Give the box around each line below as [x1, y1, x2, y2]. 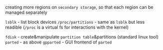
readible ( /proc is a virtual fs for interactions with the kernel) [5, 24, 129, 30]
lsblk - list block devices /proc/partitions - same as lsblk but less [5, 19, 145, 25]
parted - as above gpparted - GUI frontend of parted [5, 39, 112, 45]
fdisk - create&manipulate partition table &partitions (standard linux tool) [5, 34, 159, 40]
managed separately [5, 9, 47, 15]
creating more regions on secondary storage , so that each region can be [5, 4, 154, 10]
